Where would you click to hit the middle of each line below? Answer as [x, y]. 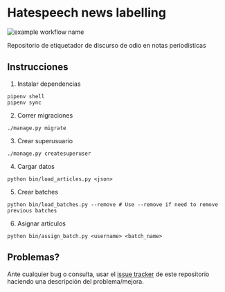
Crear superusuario [45, 140]
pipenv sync [24, 102]
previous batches [32, 210]
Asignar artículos [41, 223]
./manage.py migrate [37, 128]
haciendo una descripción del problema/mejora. [75, 281]
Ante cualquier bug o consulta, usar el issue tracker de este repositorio [108, 274]
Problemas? [34, 257]
